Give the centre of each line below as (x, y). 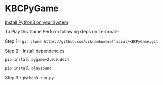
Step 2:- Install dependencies (35, 51)
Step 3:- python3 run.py (29, 77)
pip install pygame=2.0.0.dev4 (37, 59)
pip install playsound (28, 68)
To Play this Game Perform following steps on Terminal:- (62, 31)
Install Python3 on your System (37, 22)
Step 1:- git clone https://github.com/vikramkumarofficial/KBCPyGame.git (82, 41)
